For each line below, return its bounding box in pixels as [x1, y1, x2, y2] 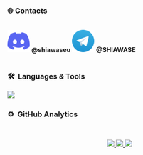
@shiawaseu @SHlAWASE [31, 46, 136, 54]
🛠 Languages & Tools [7, 71, 85, 81]
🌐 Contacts [7, 6, 48, 16]
